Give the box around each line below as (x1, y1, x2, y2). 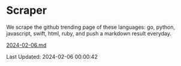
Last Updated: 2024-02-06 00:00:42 (6, 53, 98, 60)
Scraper (6, 4, 47, 17)
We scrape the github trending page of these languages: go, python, (6, 23, 176, 31)
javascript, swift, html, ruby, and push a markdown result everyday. (6, 29, 172, 37)
